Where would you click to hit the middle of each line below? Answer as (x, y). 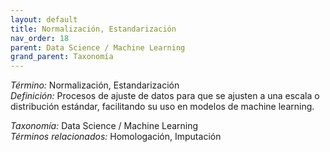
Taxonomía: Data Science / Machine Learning (104, 126)
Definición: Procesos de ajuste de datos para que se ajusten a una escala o (165, 96)
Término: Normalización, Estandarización (95, 85)
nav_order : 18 (40, 38)
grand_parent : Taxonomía (62, 57)
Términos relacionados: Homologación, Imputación (116, 137)
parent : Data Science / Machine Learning (98, 47)
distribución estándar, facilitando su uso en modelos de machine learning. (162, 107)
